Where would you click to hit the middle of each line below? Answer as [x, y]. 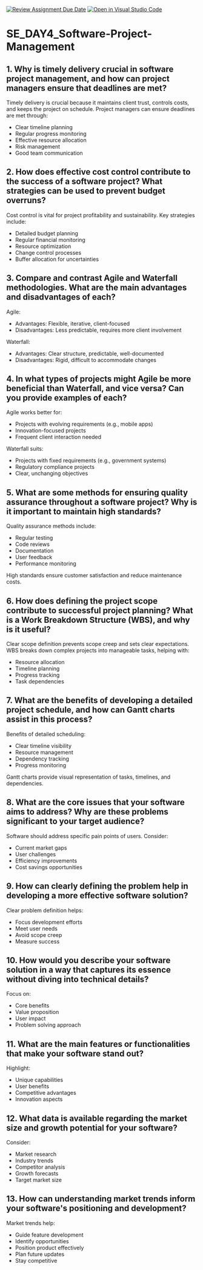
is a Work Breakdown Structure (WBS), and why [98, 620]
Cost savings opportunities [49, 867]
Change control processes [48, 252]
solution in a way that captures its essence [89, 969]
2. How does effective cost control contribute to [98, 172]
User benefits [32, 1086]
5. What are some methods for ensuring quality [97, 492]
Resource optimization [43, 246]
